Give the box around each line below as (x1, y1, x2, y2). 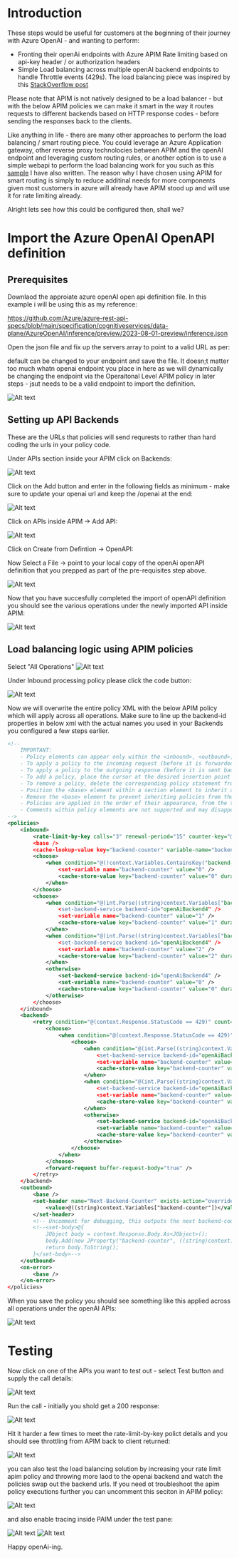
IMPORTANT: (20, 747, 53, 754)
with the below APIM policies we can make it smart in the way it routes (7, 101, 214, 110)
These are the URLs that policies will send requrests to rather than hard (7, 433, 216, 441)
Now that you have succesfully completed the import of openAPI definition (7, 593, 226, 602)
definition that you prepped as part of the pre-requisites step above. (7, 565, 208, 575)
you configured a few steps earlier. (7, 726, 110, 735)
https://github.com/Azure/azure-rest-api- (7, 314, 129, 322)
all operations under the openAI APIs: (7, 1304, 117, 1313)
